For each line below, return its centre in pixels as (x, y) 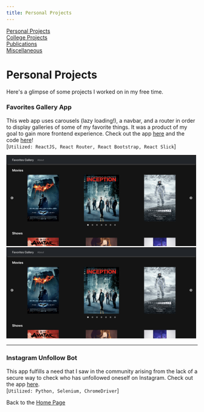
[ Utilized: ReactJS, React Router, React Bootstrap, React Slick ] (91, 146)
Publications (22, 44)
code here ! (20, 140)
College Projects (27, 37)
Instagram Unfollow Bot (42, 358)
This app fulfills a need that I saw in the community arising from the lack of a (102, 371)
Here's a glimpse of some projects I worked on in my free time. (85, 92)
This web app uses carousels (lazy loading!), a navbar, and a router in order (101, 120)
